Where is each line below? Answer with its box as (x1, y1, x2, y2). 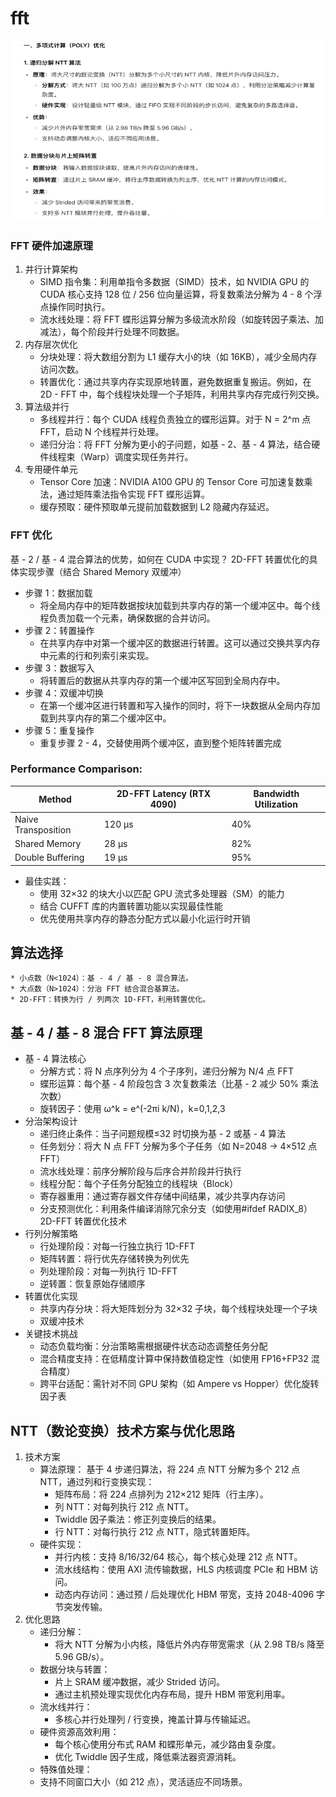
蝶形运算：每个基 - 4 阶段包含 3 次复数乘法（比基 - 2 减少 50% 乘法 (39, 1078, 319, 1090)
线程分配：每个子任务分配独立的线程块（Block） (39, 1178, 239, 1190)
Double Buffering (14, 852, 85, 864)
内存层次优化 (24, 338, 78, 351)
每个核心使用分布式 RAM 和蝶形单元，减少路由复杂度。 (54, 1738, 282, 1751)
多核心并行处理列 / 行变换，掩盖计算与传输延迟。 (54, 1713, 257, 1726)
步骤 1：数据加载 (24, 587, 93, 599)
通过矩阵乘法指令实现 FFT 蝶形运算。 (57, 488, 211, 501)
